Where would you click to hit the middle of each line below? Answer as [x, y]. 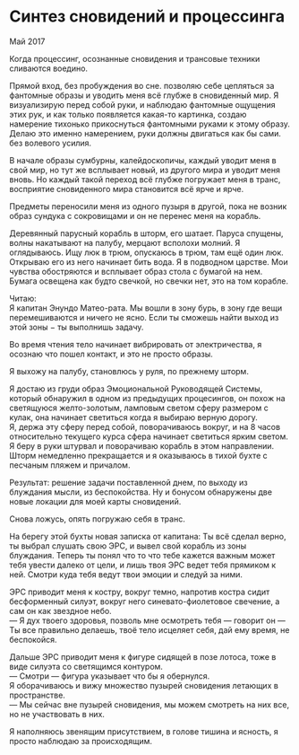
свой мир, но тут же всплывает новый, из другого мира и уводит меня [145, 170]
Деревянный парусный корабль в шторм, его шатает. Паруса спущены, [146, 233]
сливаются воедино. [48, 68]
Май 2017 [27, 41]
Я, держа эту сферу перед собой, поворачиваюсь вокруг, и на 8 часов [145, 426]
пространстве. [37, 695]
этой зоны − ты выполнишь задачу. [77, 327]
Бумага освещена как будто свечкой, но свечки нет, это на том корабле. [149, 281]
